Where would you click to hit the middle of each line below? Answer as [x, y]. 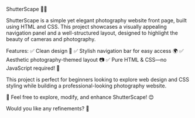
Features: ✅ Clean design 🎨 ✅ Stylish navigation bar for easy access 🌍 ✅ [95, 51]
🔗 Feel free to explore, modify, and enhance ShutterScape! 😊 [80, 97]
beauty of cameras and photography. [51, 39]
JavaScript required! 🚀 [33, 68]
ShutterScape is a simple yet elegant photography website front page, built [97, 20]
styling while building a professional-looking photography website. [86, 86]
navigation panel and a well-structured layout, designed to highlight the [92, 33]
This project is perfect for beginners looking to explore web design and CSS [97, 80]
